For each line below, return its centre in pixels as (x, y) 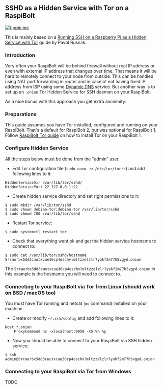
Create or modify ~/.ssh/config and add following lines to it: (73, 318)
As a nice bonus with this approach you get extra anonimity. (66, 102)
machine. (14, 309)
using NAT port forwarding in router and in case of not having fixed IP (75, 82)
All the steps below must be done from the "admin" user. (62, 159)
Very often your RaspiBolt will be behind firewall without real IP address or (80, 66)
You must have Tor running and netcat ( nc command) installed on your (76, 303)
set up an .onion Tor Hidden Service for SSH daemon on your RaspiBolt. (78, 92)
